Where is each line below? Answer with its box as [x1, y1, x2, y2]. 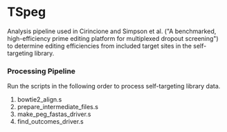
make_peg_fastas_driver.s [17, 110, 91, 118]
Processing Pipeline [7, 66, 76, 76]
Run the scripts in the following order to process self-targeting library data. [7, 82, 221, 91]
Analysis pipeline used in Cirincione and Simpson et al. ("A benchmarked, [7, 27, 217, 35]
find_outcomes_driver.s [17, 117, 84, 126]
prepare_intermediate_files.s [17, 103, 99, 111]
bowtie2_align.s [17, 95, 62, 104]
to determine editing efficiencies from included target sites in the [7, 41, 192, 50]
